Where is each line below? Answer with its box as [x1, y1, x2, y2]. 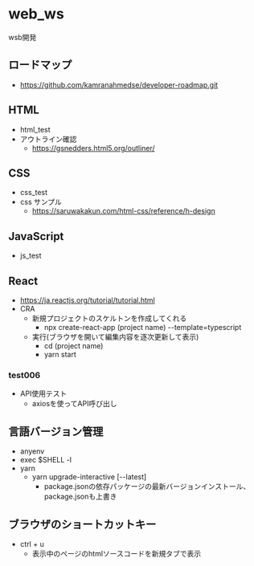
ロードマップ [8, 58, 72, 72]
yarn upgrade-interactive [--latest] [31, 472, 147, 482]
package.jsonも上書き [43, 491, 117, 502]
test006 [8, 369, 41, 381]
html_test [19, 124, 51, 134]
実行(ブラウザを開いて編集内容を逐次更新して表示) [31, 332, 199, 341]
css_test [19, 188, 48, 197]
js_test [19, 250, 42, 261]
